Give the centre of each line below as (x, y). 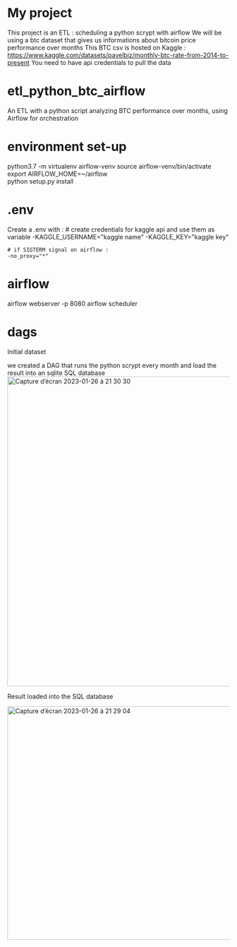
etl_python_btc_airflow (77, 91)
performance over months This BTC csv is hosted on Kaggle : (97, 47)
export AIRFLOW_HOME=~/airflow (57, 174)
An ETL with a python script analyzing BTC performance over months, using (117, 110)
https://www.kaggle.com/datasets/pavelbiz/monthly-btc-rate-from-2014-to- (118, 55)
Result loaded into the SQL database (60, 696)
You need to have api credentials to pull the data (101, 62)
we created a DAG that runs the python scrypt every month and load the (112, 365)
